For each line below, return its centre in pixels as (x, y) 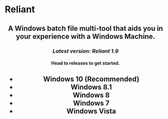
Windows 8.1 (91, 87)
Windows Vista (91, 111)
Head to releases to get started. (86, 63)
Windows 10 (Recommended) (91, 79)
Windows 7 (91, 103)
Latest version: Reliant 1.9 (86, 51)
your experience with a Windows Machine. (86, 36)
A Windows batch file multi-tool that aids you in (86, 28)
